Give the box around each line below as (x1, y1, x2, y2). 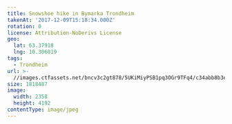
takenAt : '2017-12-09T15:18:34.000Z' (7, 17, 116, 23)
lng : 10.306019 (13, 49, 57, 56)
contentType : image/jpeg (7, 106, 79, 113)
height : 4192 (13, 100, 51, 107)
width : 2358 (13, 94, 48, 101)
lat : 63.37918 (13, 42, 54, 49)
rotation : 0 (7, 23, 41, 30)
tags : (7, 55, 23, 62)
